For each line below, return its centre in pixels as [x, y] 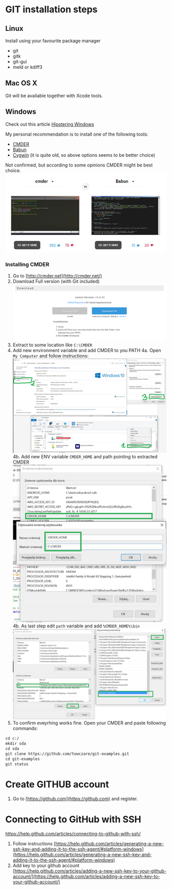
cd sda [12, 749]
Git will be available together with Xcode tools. [54, 96]
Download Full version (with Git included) [56, 281]
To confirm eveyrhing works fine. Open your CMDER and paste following [89, 722]
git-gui [20, 62]
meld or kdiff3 [27, 67]
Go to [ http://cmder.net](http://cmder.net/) [57, 275]
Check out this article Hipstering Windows [50, 124]
